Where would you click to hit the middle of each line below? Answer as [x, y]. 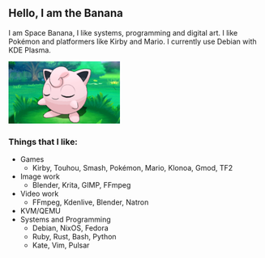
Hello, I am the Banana [66, 13]
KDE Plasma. [30, 50]
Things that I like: [43, 142]
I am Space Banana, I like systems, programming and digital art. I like [123, 32]
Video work [39, 194]
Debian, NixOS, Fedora [71, 228]
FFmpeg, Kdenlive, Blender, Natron [90, 202]
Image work [40, 176]
